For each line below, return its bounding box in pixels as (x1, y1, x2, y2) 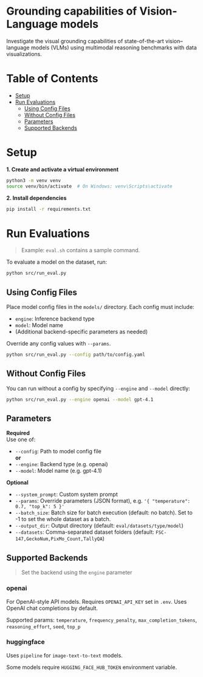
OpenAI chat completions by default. (6, 604, 98, 612)
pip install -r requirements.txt (6, 206, 91, 212)
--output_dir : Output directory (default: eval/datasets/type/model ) (15, 522, 184, 530)
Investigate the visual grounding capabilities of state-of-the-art (6, 37, 164, 44)
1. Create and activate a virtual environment (6, 166, 119, 173)
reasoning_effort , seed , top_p (6, 623, 81, 630)
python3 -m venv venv (6, 177, 61, 183)
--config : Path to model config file (15, 448, 102, 455)
